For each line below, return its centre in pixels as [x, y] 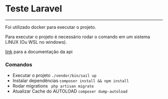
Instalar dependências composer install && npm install [70, 81]
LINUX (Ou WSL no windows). [36, 42]
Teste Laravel [34, 9]
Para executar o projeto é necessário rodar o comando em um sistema [78, 37]
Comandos [19, 64]
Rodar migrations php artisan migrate [53, 86]
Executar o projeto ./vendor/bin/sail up [54, 76]
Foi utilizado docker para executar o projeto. [51, 27]
